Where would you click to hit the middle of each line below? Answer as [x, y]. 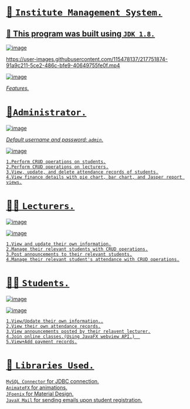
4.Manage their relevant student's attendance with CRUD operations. [93, 259]
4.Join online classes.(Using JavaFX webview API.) [70, 336]
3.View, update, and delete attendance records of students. [82, 172]
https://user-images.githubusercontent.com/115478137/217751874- [87, 59]
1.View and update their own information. [59, 244]
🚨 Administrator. [46, 112]
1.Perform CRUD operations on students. [56, 162]
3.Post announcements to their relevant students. [69, 254]
